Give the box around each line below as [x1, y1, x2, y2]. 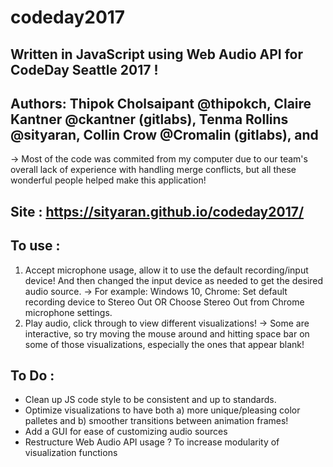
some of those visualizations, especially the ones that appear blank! [24, 338, 305, 350]
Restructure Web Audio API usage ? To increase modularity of [24, 436, 280, 448]
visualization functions [24, 447, 118, 459]
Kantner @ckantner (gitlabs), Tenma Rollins [10, 111, 289, 128]
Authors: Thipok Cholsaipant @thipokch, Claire [10, 95, 312, 112]
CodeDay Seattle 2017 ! [10, 61, 159, 78]
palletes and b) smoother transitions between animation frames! [24, 415, 289, 427]
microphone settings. [24, 306, 113, 318]
